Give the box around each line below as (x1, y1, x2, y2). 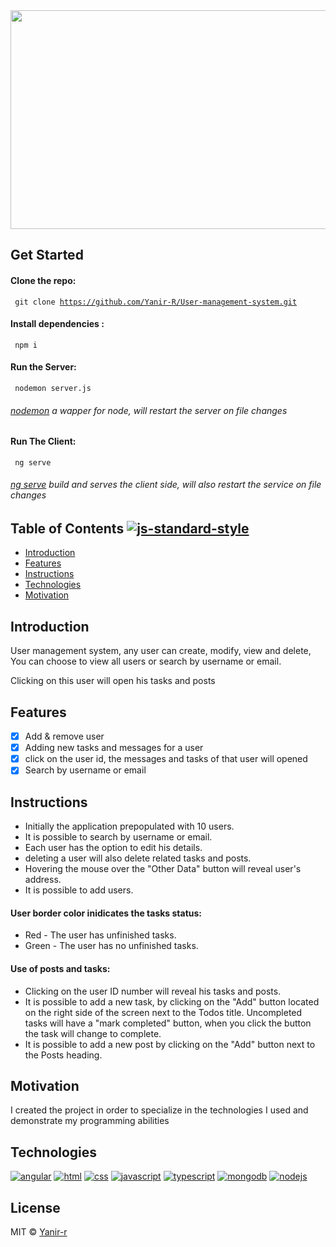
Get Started (10, 247, 84, 264)
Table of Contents (10, 520, 125, 538)
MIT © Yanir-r (10, 1225, 68, 1238)
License (10, 1199, 61, 1216)
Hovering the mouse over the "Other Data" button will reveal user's (24, 863, 302, 875)
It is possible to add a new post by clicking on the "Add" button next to (24, 1038, 316, 1050)
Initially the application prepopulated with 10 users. (24, 820, 235, 833)
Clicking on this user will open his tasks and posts (10, 675, 216, 687)
